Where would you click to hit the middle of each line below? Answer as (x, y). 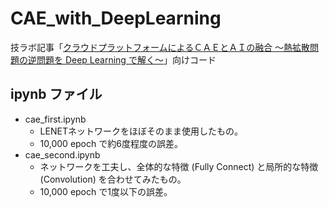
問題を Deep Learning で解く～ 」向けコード (126, 59)
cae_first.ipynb (55, 119)
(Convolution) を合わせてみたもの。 (113, 179)
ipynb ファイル (56, 94)
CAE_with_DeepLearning (116, 18)
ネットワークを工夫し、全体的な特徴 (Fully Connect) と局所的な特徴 (179, 166)
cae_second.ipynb (62, 154)
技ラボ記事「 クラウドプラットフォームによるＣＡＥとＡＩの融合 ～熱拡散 (160, 47)
